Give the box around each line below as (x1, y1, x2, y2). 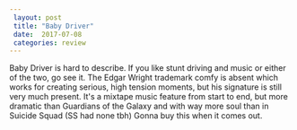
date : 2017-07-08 (13, 30, 83, 39)
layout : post (13, 13, 63, 22)
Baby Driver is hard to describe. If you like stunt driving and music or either (9, 63, 286, 74)
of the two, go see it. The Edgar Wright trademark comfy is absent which (9, 73, 279, 83)
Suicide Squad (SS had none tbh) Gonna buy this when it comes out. (9, 110, 263, 121)
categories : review (13, 38, 87, 48)
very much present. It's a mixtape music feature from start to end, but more (9, 91, 289, 102)
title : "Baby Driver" (13, 22, 94, 30)
